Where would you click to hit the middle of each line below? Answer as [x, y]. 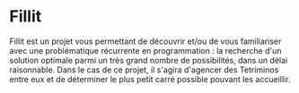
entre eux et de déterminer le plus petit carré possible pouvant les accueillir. [150, 79]
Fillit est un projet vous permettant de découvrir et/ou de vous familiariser [145, 41]
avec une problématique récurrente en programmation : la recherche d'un [145, 50]
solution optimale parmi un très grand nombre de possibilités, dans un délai [149, 60]
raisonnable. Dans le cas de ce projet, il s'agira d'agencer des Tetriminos [144, 70]
